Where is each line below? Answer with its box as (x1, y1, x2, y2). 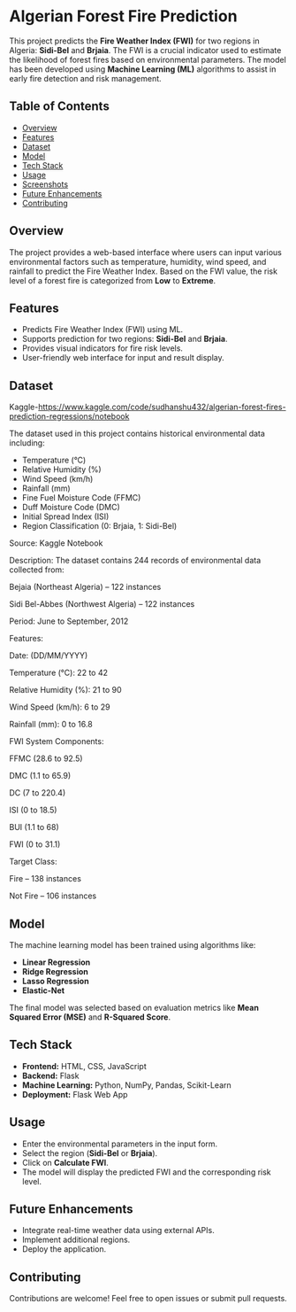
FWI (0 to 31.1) (9, 839, 61, 850)
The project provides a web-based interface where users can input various (9, 246, 283, 258)
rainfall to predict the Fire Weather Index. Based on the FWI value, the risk (9, 266, 278, 276)
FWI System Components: (9, 736, 104, 747)
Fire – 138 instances (9, 873, 82, 884)
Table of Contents (9, 99, 110, 114)
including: (9, 438, 46, 448)
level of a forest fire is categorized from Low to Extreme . (9, 275, 216, 285)
